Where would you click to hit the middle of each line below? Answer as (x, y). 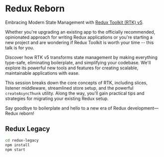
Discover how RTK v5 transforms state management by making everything (81, 57)
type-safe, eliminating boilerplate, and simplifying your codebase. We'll (78, 62)
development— (143, 108)
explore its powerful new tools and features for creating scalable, (72, 68)
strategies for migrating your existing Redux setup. (57, 98)
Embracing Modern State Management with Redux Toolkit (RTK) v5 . (74, 22)
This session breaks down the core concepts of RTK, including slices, (76, 83)
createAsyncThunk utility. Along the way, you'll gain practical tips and (75, 93)
